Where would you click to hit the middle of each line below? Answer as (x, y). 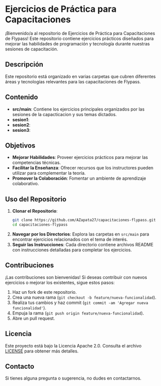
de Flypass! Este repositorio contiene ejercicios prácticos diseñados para (80, 39)
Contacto (20, 366)
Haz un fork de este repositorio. (45, 292)
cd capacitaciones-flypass (40, 225)
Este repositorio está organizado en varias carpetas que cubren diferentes (80, 76)
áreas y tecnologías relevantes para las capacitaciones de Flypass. (73, 81)
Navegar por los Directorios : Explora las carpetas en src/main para (80, 234)
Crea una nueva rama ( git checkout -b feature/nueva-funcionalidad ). (84, 297)
